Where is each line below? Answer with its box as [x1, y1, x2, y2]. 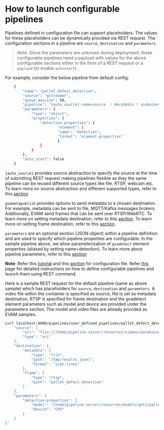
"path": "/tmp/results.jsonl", [31, 357, 95, 362]
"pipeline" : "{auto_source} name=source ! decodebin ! [22, 102, 139, 107]
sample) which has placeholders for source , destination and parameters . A [5, 285, 155, 291]
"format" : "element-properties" [57, 134, 123, 139]
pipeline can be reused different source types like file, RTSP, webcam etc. [5, 180, 154, 186]
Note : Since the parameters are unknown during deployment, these [17, 50, 153, 56]
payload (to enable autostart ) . [17, 65, 79, 71]
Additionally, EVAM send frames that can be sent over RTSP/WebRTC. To [5, 211, 152, 216]
